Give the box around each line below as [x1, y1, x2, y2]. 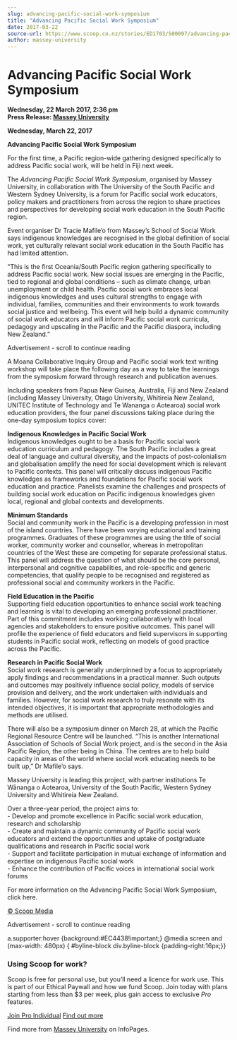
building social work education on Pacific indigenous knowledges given [7, 490, 215, 498]
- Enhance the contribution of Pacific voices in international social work [7, 864, 215, 873]
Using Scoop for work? [7, 959, 87, 969]
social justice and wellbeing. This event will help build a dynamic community [7, 308, 229, 316]
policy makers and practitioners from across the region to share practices [7, 198, 221, 206]
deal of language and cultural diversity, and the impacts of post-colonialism [7, 453, 227, 461]
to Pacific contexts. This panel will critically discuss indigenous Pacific [7, 467, 212, 476]
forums [7, 872, 28, 880]
